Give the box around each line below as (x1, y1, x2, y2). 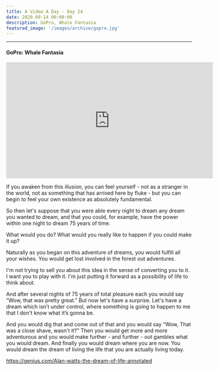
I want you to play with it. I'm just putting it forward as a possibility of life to (6, 273, 188, 280)
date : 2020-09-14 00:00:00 (6, 14, 73, 20)
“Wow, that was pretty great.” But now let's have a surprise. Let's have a (6, 297, 182, 304)
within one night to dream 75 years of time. (6, 220, 111, 227)
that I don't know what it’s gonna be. (6, 309, 94, 316)
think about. (6, 279, 35, 286)
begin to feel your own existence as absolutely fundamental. (6, 196, 153, 203)
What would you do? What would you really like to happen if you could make (6, 231, 192, 238)
